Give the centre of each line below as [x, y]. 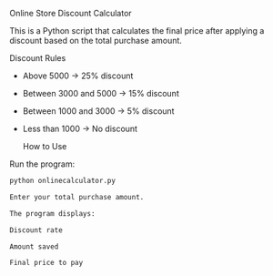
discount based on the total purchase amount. [96, 41]
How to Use [45, 146]
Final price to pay [46, 263]
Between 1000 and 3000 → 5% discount [98, 111]
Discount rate [36, 230]
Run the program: [42, 164]
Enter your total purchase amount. [77, 197]
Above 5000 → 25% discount [78, 76]
